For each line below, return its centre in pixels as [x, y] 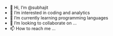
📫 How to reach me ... [33, 28]
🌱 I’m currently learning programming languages [59, 18]
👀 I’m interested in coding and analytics [50, 13]
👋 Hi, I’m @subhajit [29, 8]
